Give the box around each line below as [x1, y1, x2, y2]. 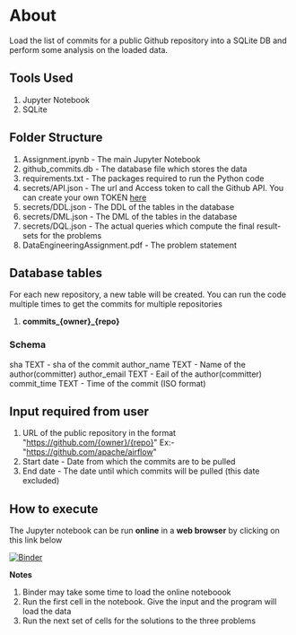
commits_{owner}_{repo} [22, 316, 120, 327]
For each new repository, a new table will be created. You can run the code [9, 289, 287, 300]
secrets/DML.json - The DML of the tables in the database [22, 211, 238, 222]
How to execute [9, 501, 99, 517]
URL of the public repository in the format [22, 428, 177, 439]
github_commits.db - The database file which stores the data [22, 163, 248, 174]
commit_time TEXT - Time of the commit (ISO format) [9, 378, 206, 388]
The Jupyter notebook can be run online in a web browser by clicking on [9, 526, 280, 536]
